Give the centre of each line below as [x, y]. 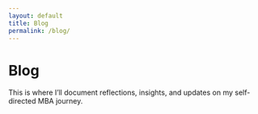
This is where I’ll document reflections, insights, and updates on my [121, 92]
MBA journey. [60, 101]
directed [22, 101]
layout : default [36, 16]
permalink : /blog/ [39, 31]
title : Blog [28, 23]
